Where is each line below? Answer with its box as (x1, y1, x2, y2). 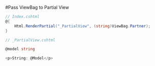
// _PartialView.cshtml (5, 38, 56, 43)
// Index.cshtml (5, 14, 40, 19)
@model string (5, 47, 35, 52)
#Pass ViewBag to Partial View (5, 5, 69, 10)
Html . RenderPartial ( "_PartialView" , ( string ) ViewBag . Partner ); (14, 23, 151, 28)
